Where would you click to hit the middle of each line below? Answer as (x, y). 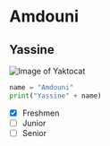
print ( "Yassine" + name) (55, 96)
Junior (34, 123)
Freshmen (41, 113)
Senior (34, 133)
